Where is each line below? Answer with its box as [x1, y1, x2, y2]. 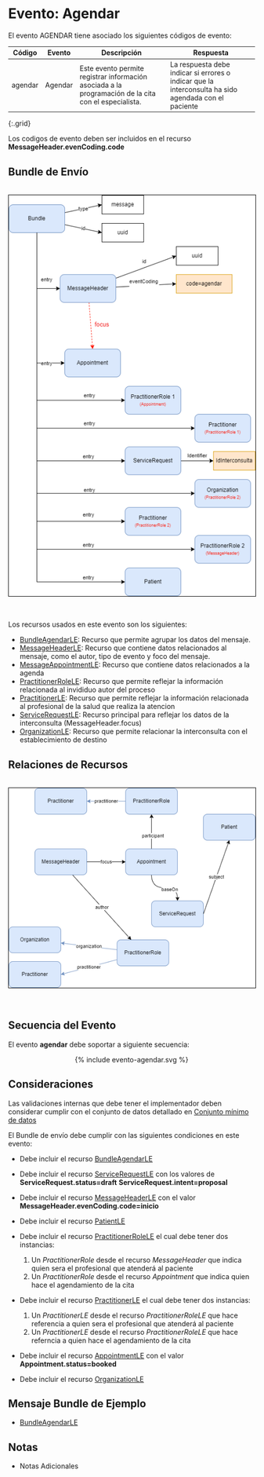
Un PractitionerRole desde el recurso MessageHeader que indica [31, 1255, 242, 1264]
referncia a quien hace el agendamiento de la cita [31, 1336, 191, 1345]
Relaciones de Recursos [8, 758, 128, 771]
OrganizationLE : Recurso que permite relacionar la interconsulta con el [19, 727, 248, 737]
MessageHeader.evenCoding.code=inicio [19, 1201, 159, 1210]
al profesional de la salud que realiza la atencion [19, 702, 175, 711]
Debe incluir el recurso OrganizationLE [19, 1374, 145, 1384]
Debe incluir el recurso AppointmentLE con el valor [19, 1351, 184, 1360]
